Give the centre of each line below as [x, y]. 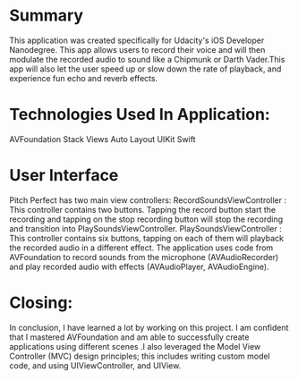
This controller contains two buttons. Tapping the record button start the [142, 209]
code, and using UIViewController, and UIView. [95, 365]
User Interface [64, 176]
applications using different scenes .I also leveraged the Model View [135, 346]
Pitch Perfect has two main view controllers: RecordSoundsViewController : [148, 200]
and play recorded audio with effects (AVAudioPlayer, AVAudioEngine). [140, 266]
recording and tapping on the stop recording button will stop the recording [146, 219]
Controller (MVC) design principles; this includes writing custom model [140, 356]
